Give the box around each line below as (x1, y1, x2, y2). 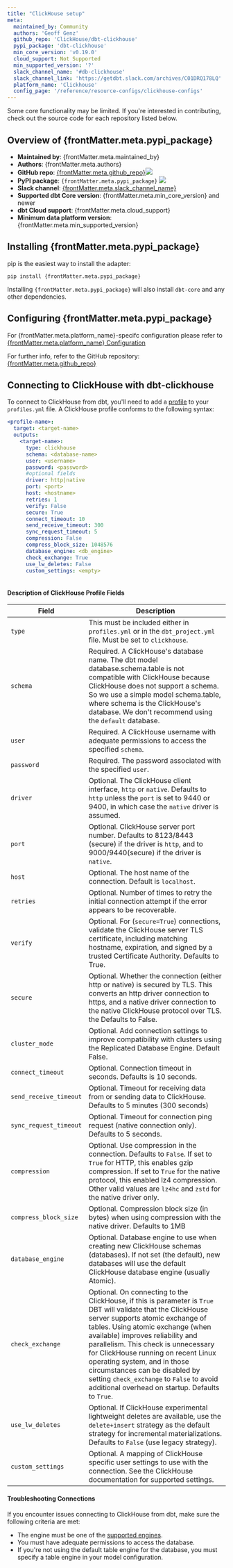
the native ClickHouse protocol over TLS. (88, 1006, 222, 1016)
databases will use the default (88, 1259, 186, 1269)
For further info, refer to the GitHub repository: (7, 352, 140, 360)
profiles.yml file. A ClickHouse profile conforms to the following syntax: (7, 405, 214, 413)
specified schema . (88, 745, 144, 754)
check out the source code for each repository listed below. (7, 114, 178, 122)
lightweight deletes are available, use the (88, 1412, 222, 1421)
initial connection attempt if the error (88, 897, 208, 907)
